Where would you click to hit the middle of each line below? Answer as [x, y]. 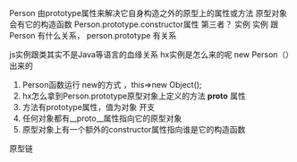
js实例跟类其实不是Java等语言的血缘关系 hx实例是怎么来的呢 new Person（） [149, 55]
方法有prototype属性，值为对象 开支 [89, 107]
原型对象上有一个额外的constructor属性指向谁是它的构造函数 [134, 129]
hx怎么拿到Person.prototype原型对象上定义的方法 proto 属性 [134, 96]
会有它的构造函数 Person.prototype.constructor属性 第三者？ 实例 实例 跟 [144, 24]
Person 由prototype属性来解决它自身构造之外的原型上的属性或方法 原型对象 [148, 13]
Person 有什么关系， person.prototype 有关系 [93, 35]
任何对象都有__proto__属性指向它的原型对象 [102, 118]
